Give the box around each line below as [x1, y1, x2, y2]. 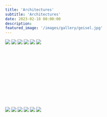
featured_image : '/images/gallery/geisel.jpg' [5, 26, 103, 31]
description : [5, 21, 32, 26]
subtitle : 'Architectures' [5, 12, 61, 17]
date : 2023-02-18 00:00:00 [5, 16, 61, 21]
